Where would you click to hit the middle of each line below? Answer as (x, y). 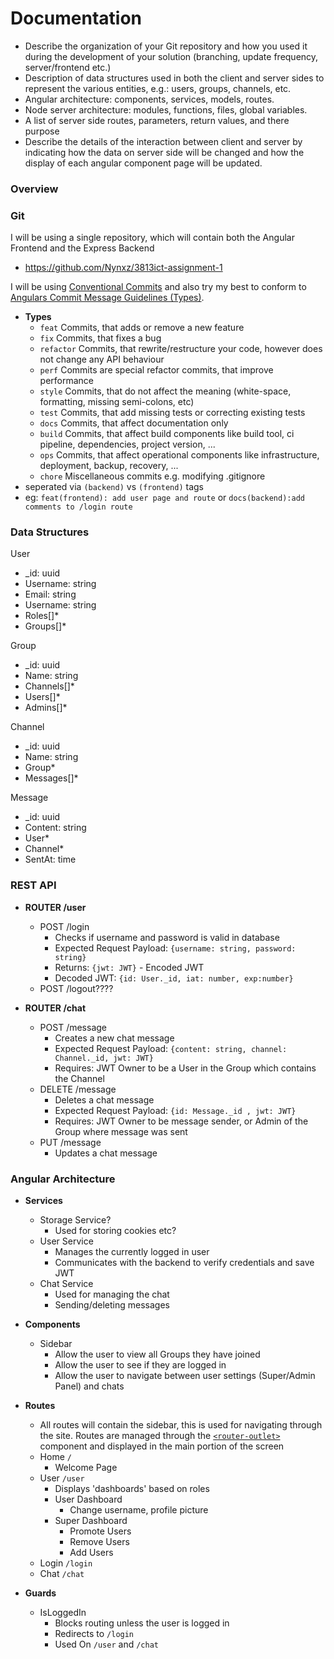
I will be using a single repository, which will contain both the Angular (152, 238)
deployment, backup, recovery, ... (109, 466)
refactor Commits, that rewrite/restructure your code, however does (181, 349)
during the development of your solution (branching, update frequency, (171, 56)
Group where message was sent (121, 1131)
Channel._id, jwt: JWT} (104, 1058)
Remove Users (99, 1542)
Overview (34, 189)
